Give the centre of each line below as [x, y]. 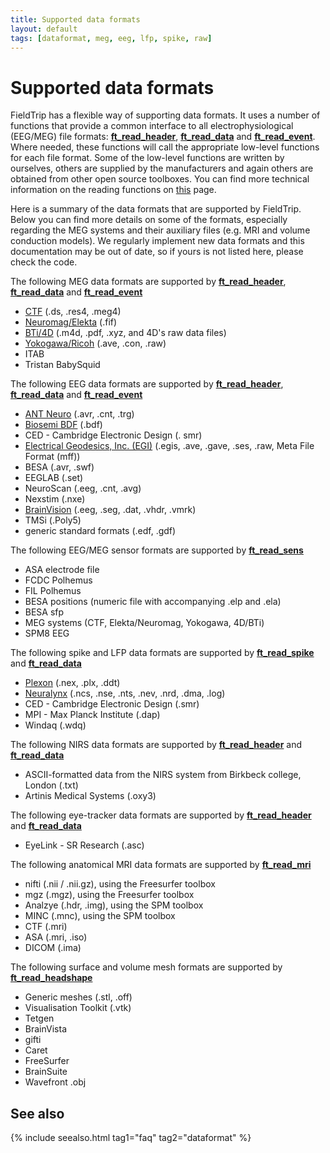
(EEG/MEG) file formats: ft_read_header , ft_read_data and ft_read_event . [163, 137]
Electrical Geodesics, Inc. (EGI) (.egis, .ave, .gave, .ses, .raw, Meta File [169, 446]
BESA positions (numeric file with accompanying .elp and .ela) [153, 602]
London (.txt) [51, 785]
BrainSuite [46, 1072]
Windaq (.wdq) [55, 725]
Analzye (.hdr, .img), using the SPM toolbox [114, 905]
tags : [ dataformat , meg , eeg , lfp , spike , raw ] [111, 38]
